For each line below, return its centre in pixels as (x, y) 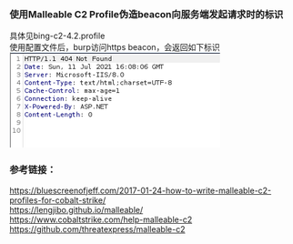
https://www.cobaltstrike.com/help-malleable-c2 (101, 219)
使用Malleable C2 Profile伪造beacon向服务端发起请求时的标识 (146, 14)
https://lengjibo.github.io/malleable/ (76, 209)
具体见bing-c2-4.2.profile (57, 36)
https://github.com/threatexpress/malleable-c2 (97, 229)
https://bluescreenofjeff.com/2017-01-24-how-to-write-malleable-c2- (141, 190)
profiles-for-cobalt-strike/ (58, 200)
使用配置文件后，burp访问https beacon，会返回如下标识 (115, 47)
